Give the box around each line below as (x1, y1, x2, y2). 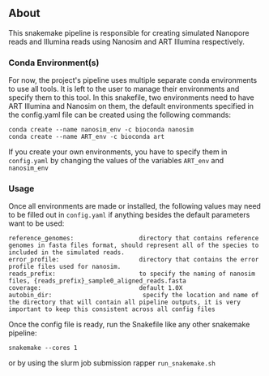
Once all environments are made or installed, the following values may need (8, 201, 262, 211)
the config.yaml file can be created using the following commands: (8, 110, 231, 120)
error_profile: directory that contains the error (8, 256, 259, 264)
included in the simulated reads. (8, 249, 126, 257)
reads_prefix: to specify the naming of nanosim (8, 270, 255, 279)
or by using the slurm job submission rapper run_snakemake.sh (8, 358, 216, 368)
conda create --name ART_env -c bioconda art (8, 133, 164, 141)
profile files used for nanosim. (8, 263, 122, 271)
